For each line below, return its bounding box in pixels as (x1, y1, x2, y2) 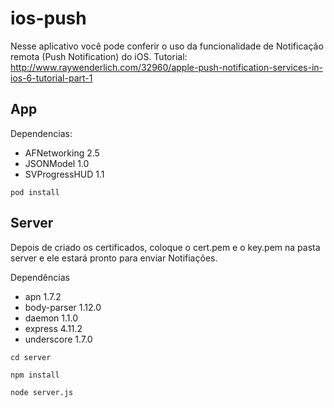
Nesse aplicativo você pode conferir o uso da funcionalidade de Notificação (10, 40, 324, 52)
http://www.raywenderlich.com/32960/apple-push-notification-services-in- (10, 61, 324, 73)
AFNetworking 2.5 (24, 147, 100, 159)
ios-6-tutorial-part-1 (10, 72, 93, 84)
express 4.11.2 (24, 322, 83, 334)
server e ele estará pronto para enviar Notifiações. (10, 252, 218, 264)
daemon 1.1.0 (24, 312, 78, 324)
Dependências (10, 271, 70, 283)
